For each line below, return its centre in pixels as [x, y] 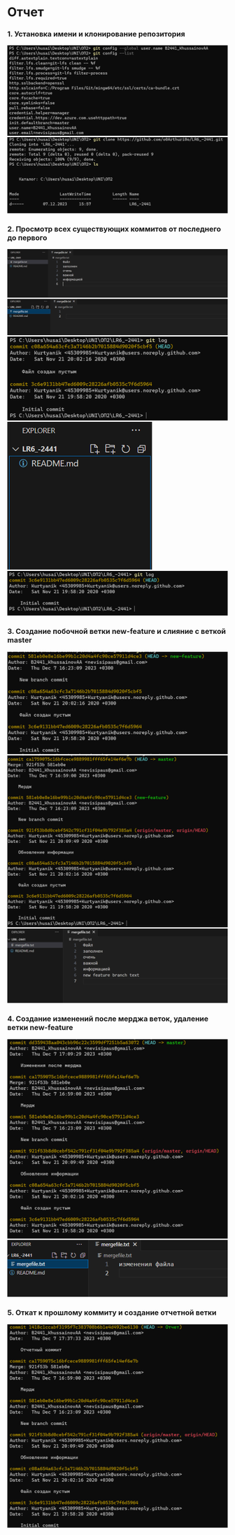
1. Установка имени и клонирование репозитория [96, 34]
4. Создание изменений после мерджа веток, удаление [108, 1019]
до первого [27, 237]
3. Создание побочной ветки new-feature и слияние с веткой [116, 632]
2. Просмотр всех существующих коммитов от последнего [114, 229]
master [20, 640]
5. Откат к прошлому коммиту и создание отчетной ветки [112, 1313]
